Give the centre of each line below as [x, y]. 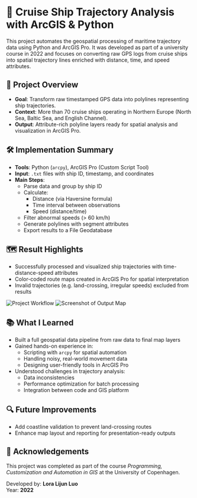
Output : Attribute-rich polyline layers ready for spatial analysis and [96, 124]
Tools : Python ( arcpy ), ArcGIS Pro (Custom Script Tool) [82, 167]
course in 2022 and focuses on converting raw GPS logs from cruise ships [97, 53]
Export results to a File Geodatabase [68, 230]
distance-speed [34, 273]
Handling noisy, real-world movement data [75, 359]
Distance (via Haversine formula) [72, 198]
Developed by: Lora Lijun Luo [42, 483]
